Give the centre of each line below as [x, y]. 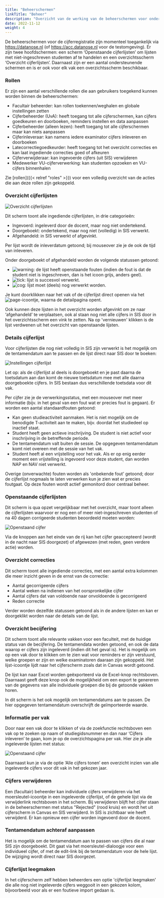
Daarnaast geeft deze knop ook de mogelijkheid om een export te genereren [82, 680]
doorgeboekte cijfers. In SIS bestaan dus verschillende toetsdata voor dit [78, 383]
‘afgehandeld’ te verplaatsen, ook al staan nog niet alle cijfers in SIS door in [81, 315]
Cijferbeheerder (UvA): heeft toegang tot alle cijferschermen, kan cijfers [84, 116]
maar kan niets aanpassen [39, 132]
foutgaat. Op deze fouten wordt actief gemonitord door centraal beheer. [77, 484]
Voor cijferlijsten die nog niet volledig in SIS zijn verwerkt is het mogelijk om [81, 348]
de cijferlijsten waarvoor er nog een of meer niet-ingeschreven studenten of [82, 513]
